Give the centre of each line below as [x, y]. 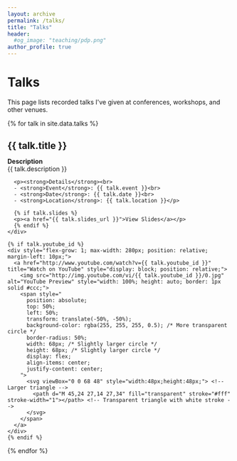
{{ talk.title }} [37, 146]
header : [19, 34]
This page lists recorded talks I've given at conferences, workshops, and [114, 102]
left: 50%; [42, 313]
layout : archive [31, 14]
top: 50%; [41, 307]
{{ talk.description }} [37, 169]
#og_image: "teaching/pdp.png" [60, 41]
